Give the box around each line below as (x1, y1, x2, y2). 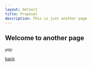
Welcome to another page (5, 34, 84, 42)
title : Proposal (5, 12, 38, 16)
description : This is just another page (5, 16, 88, 21)
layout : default (5, 7, 38, 12)
